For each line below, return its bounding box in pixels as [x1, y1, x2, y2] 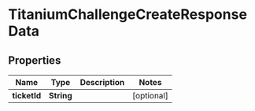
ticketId [12, 91, 42, 101]
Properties [8, 54, 61, 67]
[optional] [132, 91, 169, 101]
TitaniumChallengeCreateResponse [8, 6, 248, 24]
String [48, 91, 72, 101]
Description [79, 77, 125, 87]
